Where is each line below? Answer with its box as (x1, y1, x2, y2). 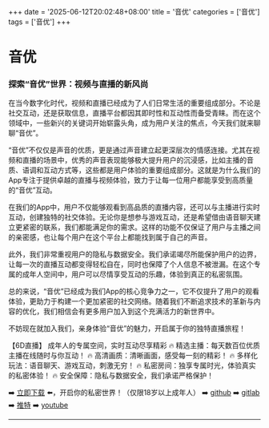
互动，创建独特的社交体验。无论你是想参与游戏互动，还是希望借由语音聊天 (8, 212, 254, 222)
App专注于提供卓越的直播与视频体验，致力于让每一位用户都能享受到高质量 (8, 176, 254, 185)
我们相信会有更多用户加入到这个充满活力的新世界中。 (42, 307, 219, 317)
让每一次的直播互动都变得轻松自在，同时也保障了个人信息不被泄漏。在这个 (8, 260, 254, 269)
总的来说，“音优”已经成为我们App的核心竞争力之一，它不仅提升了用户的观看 (8, 287, 260, 297)
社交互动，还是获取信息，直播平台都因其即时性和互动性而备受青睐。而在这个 (8, 108, 261, 118)
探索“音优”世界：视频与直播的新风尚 (8, 79, 149, 90)
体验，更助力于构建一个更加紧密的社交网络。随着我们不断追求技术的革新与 (8, 297, 254, 306)
